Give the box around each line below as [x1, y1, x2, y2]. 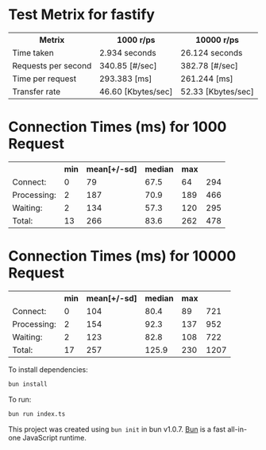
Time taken [12, 47, 54, 58]
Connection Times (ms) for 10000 [8, 247, 237, 266]
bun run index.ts [8, 409, 66, 418]
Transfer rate [12, 86, 61, 97]
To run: [8, 394, 32, 404]
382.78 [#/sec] [180, 60, 238, 71]
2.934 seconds [98, 47, 156, 58]
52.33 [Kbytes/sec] [180, 86, 254, 97]
